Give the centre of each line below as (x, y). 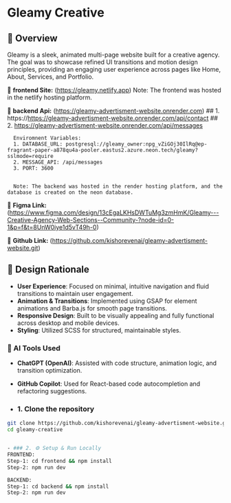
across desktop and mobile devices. (68, 323)
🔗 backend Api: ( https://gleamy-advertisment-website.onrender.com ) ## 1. (113, 111)
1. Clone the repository (56, 409)
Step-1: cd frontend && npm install (59, 461)
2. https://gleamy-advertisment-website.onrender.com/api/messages (105, 125)
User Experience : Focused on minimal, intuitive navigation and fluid (113, 286)
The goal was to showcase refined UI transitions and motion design (102, 62)
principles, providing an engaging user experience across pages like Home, (114, 69)
